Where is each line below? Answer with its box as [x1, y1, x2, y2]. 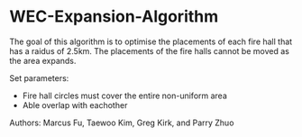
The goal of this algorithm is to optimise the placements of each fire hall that [9, 36, 293, 47]
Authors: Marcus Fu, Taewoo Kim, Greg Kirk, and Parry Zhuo [9, 117, 234, 128]
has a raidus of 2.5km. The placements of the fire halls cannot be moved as [9, 45, 290, 56]
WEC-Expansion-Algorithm [9, 6, 219, 27]
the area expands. [9, 55, 77, 66]
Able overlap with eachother [22, 99, 128, 110]
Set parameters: [9, 72, 69, 83]
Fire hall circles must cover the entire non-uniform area [22, 90, 228, 101]
